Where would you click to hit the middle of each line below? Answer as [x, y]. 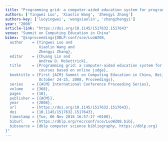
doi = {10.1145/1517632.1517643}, [52, 112]
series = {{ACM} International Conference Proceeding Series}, [80, 84]
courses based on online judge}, [73, 70]
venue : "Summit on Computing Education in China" [58, 33]
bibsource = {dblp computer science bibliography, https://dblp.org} [83, 126]
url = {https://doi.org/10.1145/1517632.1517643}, [70, 107]
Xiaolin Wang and [57, 47]
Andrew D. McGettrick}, [63, 61]
